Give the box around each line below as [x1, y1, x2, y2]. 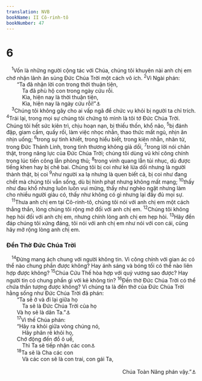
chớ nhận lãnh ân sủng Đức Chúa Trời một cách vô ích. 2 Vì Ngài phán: [6, 73, 180, 81]
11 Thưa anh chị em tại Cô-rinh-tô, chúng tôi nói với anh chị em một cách [11, 197, 190, 205]
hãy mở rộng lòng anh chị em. [6, 226, 80, 233]
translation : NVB [6, 8, 50, 15]
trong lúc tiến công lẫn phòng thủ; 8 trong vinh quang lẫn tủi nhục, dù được [6, 156, 191, 164]
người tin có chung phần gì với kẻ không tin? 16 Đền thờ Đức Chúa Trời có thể [6, 276, 196, 284]
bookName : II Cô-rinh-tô [6, 14, 69, 20]
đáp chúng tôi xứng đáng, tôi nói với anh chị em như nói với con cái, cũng [6, 219, 189, 226]
